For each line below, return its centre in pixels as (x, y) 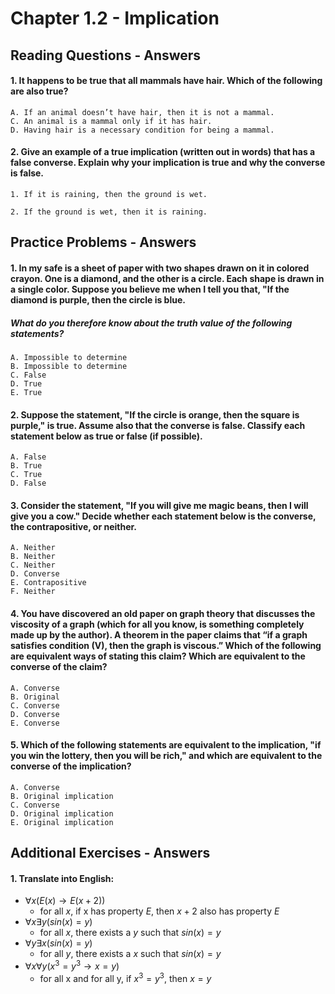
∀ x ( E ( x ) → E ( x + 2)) (65, 901)
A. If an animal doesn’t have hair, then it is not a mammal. (142, 112)
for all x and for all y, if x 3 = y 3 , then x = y (125, 977)
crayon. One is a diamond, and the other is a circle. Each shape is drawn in (167, 278)
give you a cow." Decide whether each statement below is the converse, (163, 516)
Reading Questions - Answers (106, 55)
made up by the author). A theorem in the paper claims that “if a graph (159, 634)
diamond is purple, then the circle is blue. (98, 299)
